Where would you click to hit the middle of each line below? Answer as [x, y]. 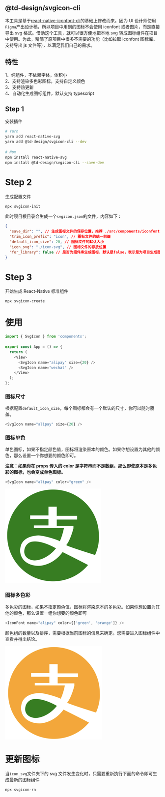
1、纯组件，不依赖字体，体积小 [36, 75]
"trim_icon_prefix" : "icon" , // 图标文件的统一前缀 [60, 237]
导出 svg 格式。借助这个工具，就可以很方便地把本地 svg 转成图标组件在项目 [82, 33]
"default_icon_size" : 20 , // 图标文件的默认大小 [57, 242]
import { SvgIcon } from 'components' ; [46, 337]
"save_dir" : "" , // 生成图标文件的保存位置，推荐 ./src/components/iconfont [85, 231]
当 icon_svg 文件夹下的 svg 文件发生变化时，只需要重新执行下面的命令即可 [79, 774]
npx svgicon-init [23, 206]
